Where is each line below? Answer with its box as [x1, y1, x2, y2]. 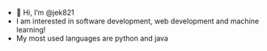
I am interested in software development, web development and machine [15, 16, 260, 26]
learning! [15, 25, 46, 34]
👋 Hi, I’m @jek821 [15, 8, 74, 17]
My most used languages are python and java [15, 33, 168, 43]
